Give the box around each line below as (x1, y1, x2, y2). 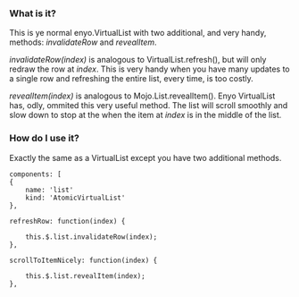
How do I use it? (9, 132, 80, 145)
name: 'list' (25, 185, 74, 194)
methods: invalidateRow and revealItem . (9, 37, 158, 47)
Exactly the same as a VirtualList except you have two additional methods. (9, 152, 282, 163)
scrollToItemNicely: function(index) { (9, 256, 158, 265)
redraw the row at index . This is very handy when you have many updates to (9, 64, 290, 74)
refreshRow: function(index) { (9, 216, 126, 225)
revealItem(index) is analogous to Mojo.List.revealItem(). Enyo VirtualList (9, 90, 276, 101)
